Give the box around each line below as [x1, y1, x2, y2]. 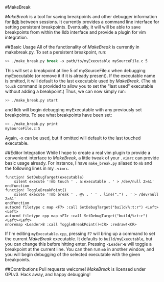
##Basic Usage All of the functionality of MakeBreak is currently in [5, 44, 140, 50]
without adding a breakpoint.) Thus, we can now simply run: [5, 88, 126, 94]
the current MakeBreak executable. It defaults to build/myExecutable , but [5, 235, 153, 242]
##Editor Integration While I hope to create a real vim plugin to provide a [5, 150, 151, 155]
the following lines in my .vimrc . [5, 165, 70, 171]
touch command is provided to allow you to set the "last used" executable [5, 83, 154, 89]
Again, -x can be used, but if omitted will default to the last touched [5, 135, 141, 141]
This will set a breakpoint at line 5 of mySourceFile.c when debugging [5, 67, 146, 73]
